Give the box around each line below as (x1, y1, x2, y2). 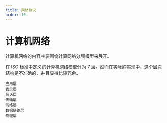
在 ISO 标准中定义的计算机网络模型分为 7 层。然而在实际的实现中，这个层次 (5, 64, 162, 70)
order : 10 (5, 12, 26, 17)
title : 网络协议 (5, 7, 36, 13)
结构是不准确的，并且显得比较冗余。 (5, 70, 81, 76)
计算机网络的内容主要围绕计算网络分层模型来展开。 (5, 53, 112, 59)
